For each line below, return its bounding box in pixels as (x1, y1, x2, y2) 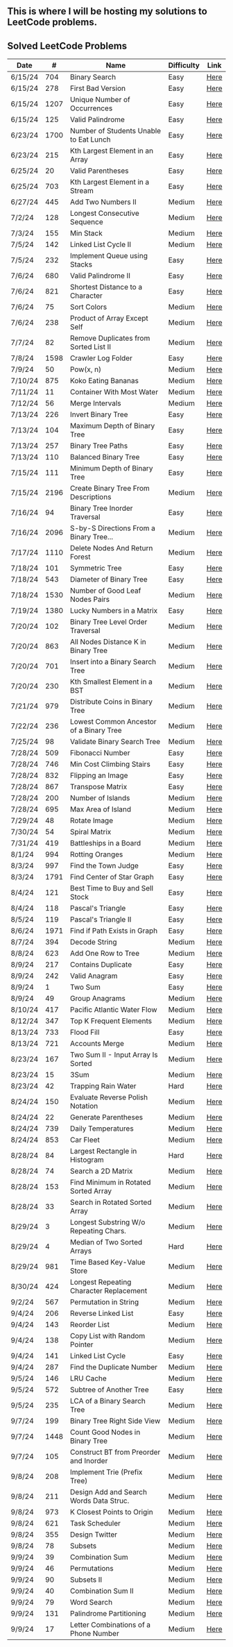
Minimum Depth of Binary (69, 464, 153, 473)
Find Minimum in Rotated (69, 1178, 151, 1188)
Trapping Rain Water (69, 1081, 137, 1091)
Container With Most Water (69, 387, 158, 397)
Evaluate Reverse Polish (69, 1092, 148, 1102)
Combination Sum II (69, 1586, 134, 1596)
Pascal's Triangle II (69, 915, 132, 924)
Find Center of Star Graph (69, 872, 154, 882)
